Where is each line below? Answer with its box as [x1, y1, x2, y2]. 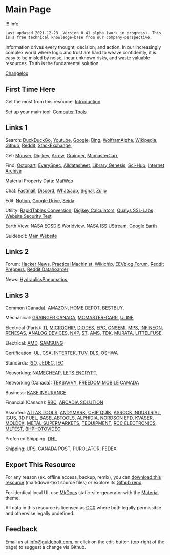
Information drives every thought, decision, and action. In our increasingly [5, 44, 161, 50]
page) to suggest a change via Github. [5, 544, 86, 550]
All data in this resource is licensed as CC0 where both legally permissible [5, 505, 161, 510]
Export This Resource [5, 460, 76, 469]
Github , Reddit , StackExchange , [5, 142, 72, 148]
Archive [5, 167, 22, 174]
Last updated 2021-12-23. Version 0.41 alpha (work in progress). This [5, 30, 161, 35]
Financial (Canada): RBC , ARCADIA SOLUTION [5, 399, 103, 405]
